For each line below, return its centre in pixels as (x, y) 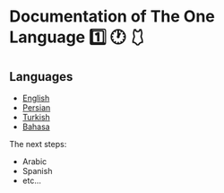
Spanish (37, 171)
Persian (36, 108)
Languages (41, 77)
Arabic (34, 162)
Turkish (36, 117)
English (36, 98)
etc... (32, 180)
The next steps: (38, 144)
